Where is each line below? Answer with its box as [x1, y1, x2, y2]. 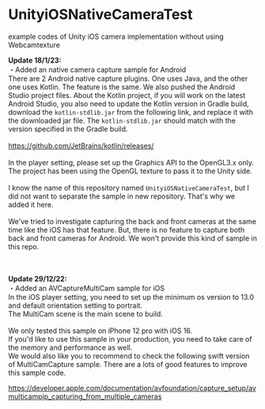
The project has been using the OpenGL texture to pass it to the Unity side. [8, 166, 253, 176]
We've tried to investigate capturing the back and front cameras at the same [8, 216, 257, 226]
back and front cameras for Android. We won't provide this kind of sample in [8, 233, 257, 243]
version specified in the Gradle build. [8, 124, 128, 134]
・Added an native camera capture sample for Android [8, 65, 187, 74]
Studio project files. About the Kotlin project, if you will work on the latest [8, 90, 246, 100]
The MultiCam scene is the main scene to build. [8, 309, 164, 318]
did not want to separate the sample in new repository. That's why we [8, 191, 236, 201]
